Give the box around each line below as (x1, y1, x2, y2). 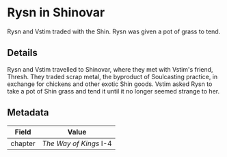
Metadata (7, 107, 49, 119)
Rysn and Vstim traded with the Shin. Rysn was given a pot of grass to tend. (7, 27, 221, 35)
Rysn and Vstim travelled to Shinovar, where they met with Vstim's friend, (7, 65, 213, 73)
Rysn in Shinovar (7, 5, 105, 20)
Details (7, 47, 38, 59)
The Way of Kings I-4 (42, 139, 112, 148)
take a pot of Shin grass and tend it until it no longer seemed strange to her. (7, 87, 220, 95)
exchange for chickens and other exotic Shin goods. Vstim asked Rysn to (7, 80, 213, 88)
